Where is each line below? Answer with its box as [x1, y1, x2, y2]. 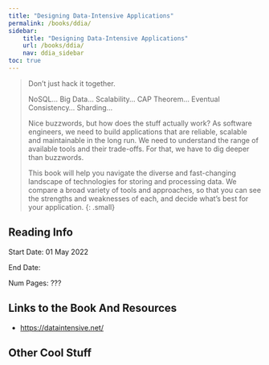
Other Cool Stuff [8, 346, 92, 359]
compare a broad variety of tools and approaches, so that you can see [27, 185, 262, 195]
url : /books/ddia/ [22, 42, 84, 50]
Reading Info [8, 226, 74, 240]
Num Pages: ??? [8, 278, 62, 288]
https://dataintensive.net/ [19, 322, 104, 332]
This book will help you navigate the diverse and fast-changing [27, 168, 237, 178]
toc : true [8, 57, 42, 65]
